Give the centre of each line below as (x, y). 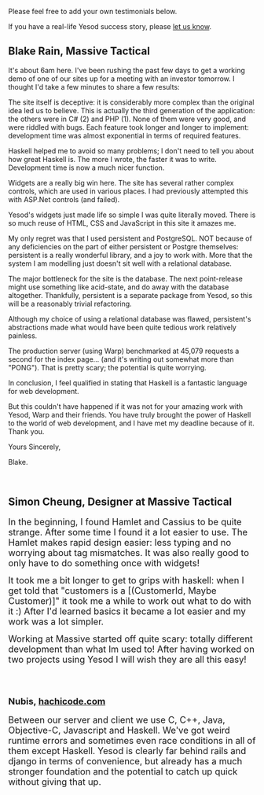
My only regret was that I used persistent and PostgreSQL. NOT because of (130, 238)
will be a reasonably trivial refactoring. (70, 304)
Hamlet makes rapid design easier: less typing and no (120, 542)
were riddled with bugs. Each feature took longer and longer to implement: (128, 127)
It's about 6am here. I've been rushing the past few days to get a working (127, 70)
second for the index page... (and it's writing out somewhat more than (121, 359)
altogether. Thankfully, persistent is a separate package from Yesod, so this (130, 295)
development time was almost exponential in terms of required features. (125, 135)
